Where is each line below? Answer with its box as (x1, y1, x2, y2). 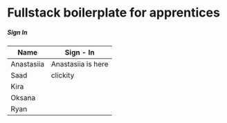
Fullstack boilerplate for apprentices (7, 5, 220, 21)
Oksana (10, 93, 36, 103)
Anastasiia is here (51, 59, 109, 69)
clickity (51, 70, 75, 80)
